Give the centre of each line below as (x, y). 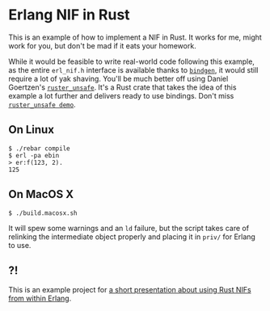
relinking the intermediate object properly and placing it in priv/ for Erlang (132, 237)
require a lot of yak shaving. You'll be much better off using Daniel (118, 78)
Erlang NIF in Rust (70, 15)
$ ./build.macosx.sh (43, 213)
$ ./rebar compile (39, 148)
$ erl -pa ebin (34, 155)
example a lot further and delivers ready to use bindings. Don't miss (121, 95)
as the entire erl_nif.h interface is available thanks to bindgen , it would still (133, 69)
